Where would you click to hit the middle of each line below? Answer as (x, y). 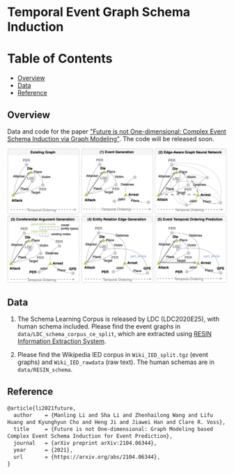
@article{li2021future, (42, 409)
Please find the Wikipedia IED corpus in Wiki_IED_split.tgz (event (112, 355)
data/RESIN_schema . (45, 370)
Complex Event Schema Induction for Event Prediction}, (90, 436)
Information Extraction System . (62, 341)
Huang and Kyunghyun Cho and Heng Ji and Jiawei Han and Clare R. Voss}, (117, 422)
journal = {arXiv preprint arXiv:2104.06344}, (85, 443)
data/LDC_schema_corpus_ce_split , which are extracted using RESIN (115, 334)
